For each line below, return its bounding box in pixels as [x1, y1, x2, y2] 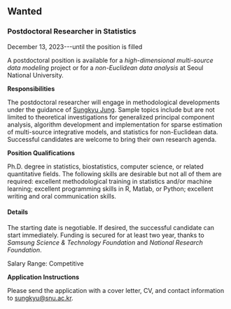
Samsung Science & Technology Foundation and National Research [7, 238, 203, 247]
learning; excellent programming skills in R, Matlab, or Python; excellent [7, 185, 213, 193]
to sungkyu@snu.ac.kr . [7, 294, 73, 302]
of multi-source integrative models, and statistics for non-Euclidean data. [7, 127, 218, 136]
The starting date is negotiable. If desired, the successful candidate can [7, 223, 215, 231]
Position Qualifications [7, 148, 76, 157]
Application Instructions [7, 273, 80, 281]
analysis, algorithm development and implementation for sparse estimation [7, 120, 223, 129]
